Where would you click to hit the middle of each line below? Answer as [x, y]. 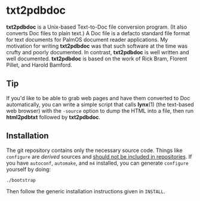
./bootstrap [21, 180]
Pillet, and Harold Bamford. [39, 65]
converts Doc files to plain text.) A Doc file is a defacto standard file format [98, 33]
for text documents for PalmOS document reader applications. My [87, 39]
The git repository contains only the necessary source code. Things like [95, 150]
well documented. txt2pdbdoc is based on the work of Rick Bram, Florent [97, 58]
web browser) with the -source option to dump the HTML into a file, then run [100, 110]
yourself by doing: [28, 169]
